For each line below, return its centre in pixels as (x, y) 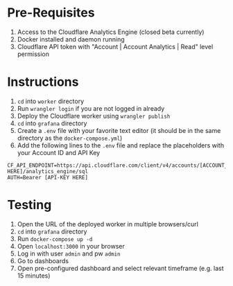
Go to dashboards (43, 260)
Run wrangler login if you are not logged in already (91, 108)
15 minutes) (34, 276)
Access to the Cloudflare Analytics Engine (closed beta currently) (111, 32)
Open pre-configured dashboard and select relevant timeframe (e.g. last (120, 268)
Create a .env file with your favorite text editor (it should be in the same (119, 130)
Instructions (43, 82)
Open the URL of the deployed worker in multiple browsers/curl (108, 224)
